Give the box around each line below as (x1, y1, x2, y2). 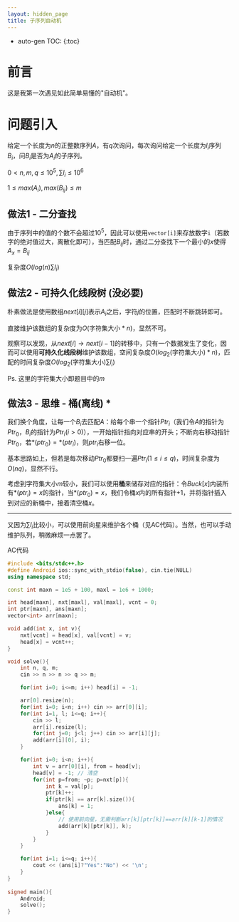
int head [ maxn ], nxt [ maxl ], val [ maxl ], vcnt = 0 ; (7, 599, 158, 606)
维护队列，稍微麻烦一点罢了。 (7, 531, 95, 539)
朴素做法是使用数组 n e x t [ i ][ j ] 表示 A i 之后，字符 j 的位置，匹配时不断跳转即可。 (7, 307, 226, 317)
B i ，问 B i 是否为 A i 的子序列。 (7, 151, 87, 161)
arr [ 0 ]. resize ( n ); (20, 697, 75, 704)
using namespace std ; (7, 573, 72, 580)
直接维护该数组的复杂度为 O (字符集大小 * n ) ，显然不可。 (7, 324, 171, 332)
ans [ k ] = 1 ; (58, 803, 94, 810)
